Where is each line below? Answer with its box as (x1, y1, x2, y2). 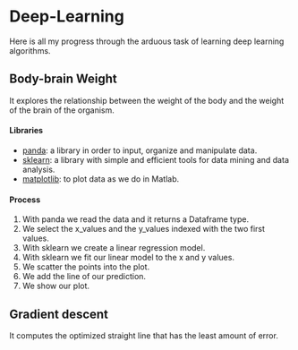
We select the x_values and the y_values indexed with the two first (21, 224, 266, 235)
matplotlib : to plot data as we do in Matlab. (21, 173, 180, 184)
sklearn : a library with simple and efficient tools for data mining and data (21, 154, 289, 165)
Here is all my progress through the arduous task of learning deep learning (9, 36, 285, 47)
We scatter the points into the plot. (21, 261, 150, 272)
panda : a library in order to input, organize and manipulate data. (21, 145, 258, 156)
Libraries (9, 125, 43, 136)
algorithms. (9, 45, 51, 55)
